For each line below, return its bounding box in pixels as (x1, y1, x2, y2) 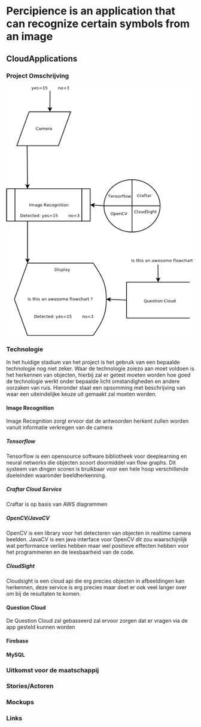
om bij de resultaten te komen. (6, 590, 81, 598)
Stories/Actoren (6, 682, 54, 690)
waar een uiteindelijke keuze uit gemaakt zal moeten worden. (6, 391, 157, 398)
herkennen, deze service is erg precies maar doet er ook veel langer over (6, 584, 187, 591)
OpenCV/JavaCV (6, 514, 50, 521)
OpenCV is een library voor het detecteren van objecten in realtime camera (6, 529, 191, 537)
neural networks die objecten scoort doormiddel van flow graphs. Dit (6, 459, 176, 466)
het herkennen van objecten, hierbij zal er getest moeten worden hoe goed (6, 372, 191, 379)
